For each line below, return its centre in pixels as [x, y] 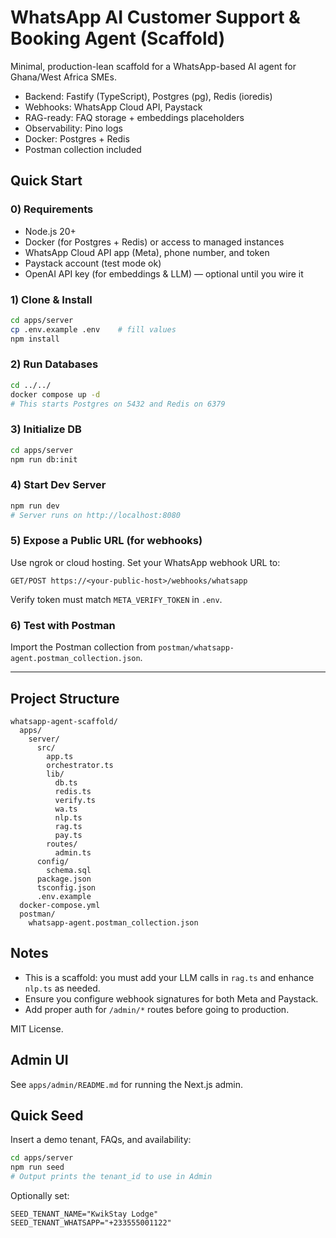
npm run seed [37, 1167]
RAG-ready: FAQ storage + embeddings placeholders [134, 117]
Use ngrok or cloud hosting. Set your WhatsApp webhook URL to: [145, 562]
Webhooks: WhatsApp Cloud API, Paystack [113, 107]
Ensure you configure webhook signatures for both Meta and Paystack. [171, 998]
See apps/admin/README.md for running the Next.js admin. [127, 1084]
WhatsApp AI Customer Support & [155, 17]
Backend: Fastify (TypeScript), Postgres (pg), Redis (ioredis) [148, 96]
